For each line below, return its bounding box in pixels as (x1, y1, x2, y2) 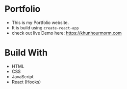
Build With (4, 47, 48, 58)
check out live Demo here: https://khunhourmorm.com (11, 30, 122, 36)
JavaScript (11, 73, 34, 79)
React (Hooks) (11, 79, 41, 85)
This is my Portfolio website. (11, 20, 69, 25)
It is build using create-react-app (11, 24, 79, 30)
